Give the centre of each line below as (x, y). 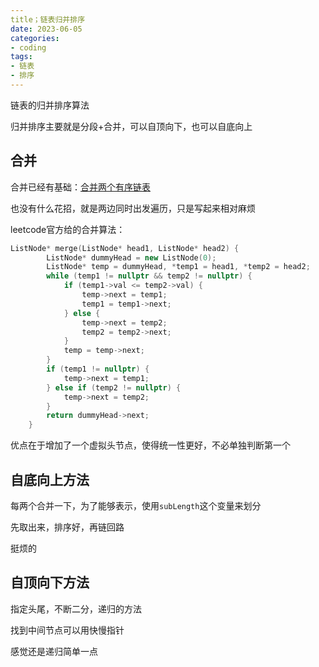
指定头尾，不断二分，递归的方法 (76, 608)
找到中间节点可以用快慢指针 (67, 630)
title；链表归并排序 (48, 19)
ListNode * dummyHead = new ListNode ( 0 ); (131, 257)
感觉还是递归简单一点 (54, 651)
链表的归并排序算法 (50, 105)
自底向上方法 (50, 479)
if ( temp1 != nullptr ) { (98, 369)
